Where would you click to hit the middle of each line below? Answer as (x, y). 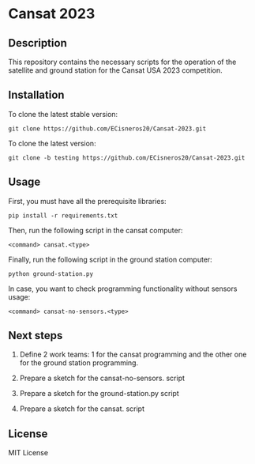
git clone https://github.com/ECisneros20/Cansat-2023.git (107, 128)
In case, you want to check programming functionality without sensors (123, 289)
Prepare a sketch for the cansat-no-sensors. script (102, 378)
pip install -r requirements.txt (63, 215)
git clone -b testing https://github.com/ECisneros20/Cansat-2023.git (127, 158)
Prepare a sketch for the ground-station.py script (99, 394)
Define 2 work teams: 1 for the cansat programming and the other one (133, 355)
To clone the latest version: (52, 143)
